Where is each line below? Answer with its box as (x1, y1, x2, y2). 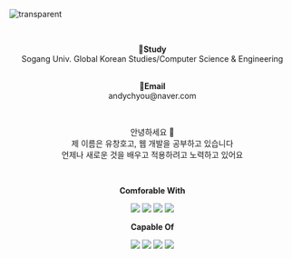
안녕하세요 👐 (130, 127, 175, 137)
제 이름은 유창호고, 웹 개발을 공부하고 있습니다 (71, 138, 234, 149)
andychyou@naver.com (108, 91, 197, 101)
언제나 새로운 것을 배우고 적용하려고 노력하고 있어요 (62, 150, 243, 160)
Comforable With (119, 185, 186, 195)
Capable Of (130, 222, 175, 232)
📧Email (139, 81, 166, 91)
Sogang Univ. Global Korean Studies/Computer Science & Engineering (21, 54, 284, 64)
